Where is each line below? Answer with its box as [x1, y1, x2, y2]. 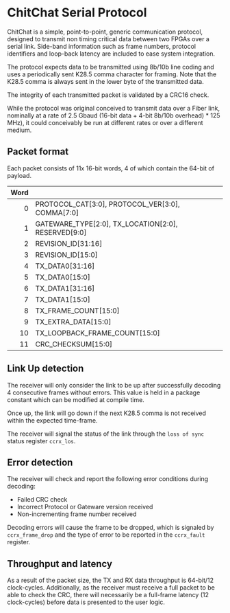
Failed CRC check [16, 495, 68, 504]
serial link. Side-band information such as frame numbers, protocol [7, 42, 196, 50]
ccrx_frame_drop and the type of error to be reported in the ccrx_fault [7, 531, 205, 539]
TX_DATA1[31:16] [35, 283, 95, 293]
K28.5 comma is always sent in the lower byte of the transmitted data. [7, 77, 204, 85]
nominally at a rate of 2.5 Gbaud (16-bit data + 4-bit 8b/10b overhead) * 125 [7, 111, 220, 120]
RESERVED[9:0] [35, 227, 87, 237]
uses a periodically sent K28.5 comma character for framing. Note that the [7, 70, 217, 78]
